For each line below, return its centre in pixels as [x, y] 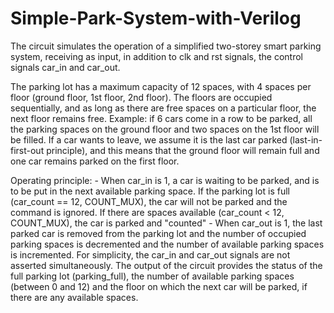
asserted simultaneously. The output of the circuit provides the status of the [166, 265]
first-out [27, 150]
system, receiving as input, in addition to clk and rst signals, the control [156, 56]
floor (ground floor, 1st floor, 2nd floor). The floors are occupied [141, 97]
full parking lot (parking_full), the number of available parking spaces [152, 276]
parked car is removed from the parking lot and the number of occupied [158, 233]
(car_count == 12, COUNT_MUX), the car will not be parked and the [149, 201]
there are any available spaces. [74, 297]
